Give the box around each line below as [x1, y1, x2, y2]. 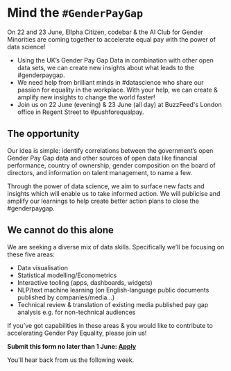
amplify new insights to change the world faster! [17, 92, 155, 101]
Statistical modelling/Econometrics [17, 271, 117, 279]
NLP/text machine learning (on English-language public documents [17, 286, 209, 294]
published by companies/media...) [17, 293, 115, 302]
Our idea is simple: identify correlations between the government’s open [7, 146, 214, 154]
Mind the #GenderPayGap [7, 5, 144, 21]
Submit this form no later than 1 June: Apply [7, 342, 137, 350]
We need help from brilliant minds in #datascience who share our [17, 78, 204, 86]
